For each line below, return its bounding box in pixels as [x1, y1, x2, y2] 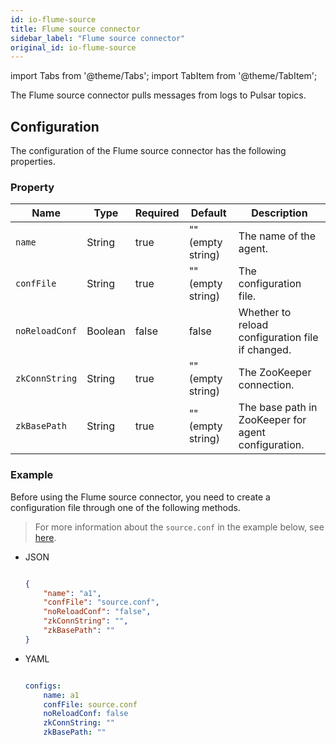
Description [251, 206, 308, 220]
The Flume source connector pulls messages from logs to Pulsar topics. [10, 89, 307, 101]
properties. [10, 156, 56, 168]
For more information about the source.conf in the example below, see [34, 521, 325, 533]
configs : [24, 681, 62, 691]
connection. [238, 378, 295, 392]
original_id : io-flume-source [10, 42, 137, 53]
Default [190, 206, 227, 220]
